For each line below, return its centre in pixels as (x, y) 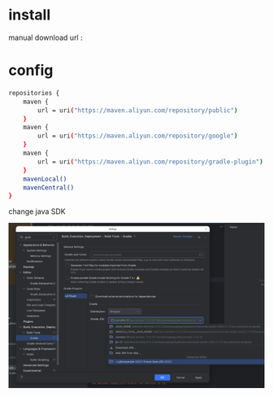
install (30, 15)
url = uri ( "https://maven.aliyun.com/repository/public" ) (138, 110)
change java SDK (37, 212)
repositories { (34, 93)
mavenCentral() (49, 188)
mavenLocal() (45, 179)
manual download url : (45, 37)
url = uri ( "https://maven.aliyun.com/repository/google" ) (138, 136)
